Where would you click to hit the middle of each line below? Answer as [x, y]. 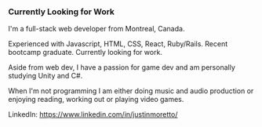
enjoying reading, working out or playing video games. [96, 100]
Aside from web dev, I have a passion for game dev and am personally [122, 67]
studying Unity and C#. [45, 76]
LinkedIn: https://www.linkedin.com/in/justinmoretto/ [93, 114]
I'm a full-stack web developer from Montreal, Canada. [96, 29]
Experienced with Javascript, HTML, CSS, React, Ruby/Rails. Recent [118, 44]
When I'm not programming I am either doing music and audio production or [131, 91]
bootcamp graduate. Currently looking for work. [86, 53]
